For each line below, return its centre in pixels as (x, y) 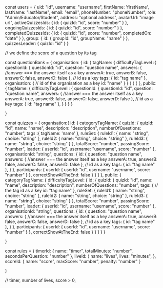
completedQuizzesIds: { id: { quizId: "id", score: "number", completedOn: (78, 33)
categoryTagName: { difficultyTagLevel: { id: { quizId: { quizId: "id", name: (79, 180)
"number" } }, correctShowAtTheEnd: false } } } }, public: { (63, 175)
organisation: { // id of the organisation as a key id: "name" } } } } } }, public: (81, 83)
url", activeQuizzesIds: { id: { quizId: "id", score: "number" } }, (67, 22)
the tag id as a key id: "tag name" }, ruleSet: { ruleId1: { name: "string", (75, 190)
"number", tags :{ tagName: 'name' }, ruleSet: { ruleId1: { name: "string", (77, 133)
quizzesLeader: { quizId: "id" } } (37, 43)
